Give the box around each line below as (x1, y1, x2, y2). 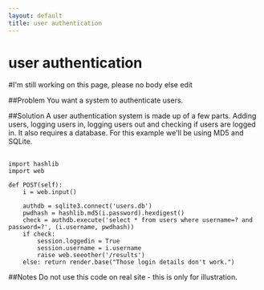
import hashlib (8, 159, 59, 168)
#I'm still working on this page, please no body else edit (8, 80, 193, 90)
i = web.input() (22, 187, 78, 196)
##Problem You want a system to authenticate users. (8, 95, 184, 105)
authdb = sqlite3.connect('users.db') (22, 202, 152, 210)
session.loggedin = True (37, 237, 120, 245)
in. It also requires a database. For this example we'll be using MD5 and (8, 128, 244, 138)
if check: (22, 230, 56, 238)
